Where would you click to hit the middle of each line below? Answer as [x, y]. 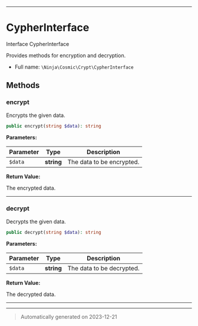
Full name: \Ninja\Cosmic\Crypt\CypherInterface [74, 67]
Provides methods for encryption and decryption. [66, 55]
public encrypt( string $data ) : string [54, 126]
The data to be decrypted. [103, 268]
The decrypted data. [31, 294]
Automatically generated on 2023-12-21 [69, 317]
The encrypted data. [31, 188]
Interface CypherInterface [38, 44]
